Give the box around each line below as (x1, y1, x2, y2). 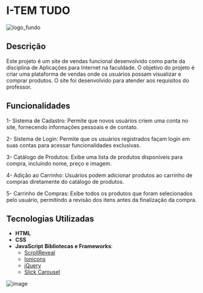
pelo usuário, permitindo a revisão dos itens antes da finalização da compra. (6, 196, 197, 203)
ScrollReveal (24, 249, 56, 257)
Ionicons (24, 255, 46, 263)
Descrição (6, 41, 46, 52)
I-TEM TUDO (6, 4, 71, 18)
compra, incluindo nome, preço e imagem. (6, 160, 112, 167)
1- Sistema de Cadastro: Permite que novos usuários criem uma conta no (6, 116, 189, 124)
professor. (6, 83, 32, 90)
